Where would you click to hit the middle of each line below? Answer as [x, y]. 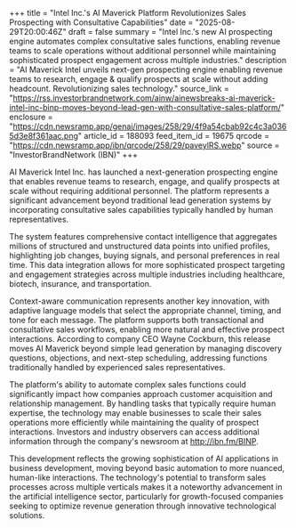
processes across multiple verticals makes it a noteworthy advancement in [146, 487]
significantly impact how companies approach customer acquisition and [141, 394]
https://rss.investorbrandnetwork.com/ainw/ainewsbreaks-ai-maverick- [144, 98]
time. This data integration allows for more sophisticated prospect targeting [147, 265]
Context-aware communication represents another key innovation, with [140, 301]
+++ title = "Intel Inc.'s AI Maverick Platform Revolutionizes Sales [128, 13]
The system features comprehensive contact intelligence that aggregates [143, 236]
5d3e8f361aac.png [44, 136]
